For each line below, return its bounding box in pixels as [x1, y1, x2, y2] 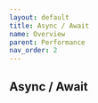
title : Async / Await [9, 21, 90, 30]
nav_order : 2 [9, 46, 58, 55]
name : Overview [9, 29, 66, 38]
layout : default [9, 12, 69, 22]
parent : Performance [9, 37, 86, 47]
